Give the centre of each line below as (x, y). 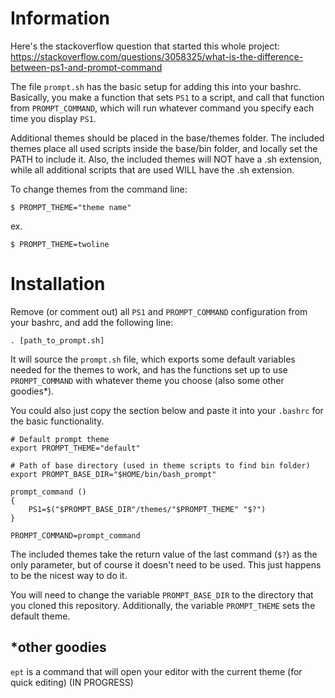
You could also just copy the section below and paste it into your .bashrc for (167, 410)
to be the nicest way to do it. (69, 575)
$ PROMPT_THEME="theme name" (71, 207)
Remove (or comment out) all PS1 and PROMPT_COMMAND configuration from (159, 311)
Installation (58, 284)
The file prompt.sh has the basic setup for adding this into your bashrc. (156, 86)
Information (60, 18)
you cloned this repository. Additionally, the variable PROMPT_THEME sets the (163, 605)
